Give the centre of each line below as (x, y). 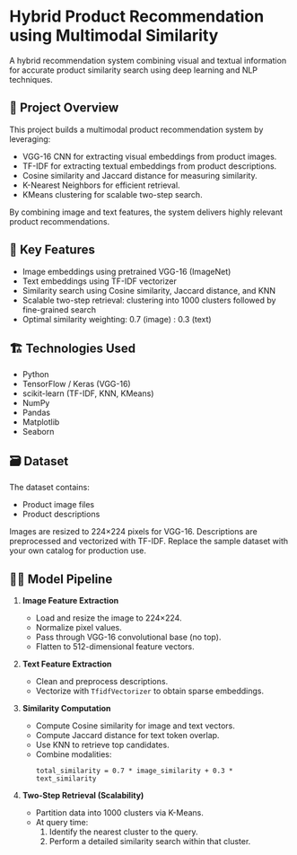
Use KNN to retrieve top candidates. (102, 745)
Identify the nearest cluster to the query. (124, 832)
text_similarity (66, 779)
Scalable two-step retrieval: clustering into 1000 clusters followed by (149, 300)
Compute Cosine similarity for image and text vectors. (135, 726)
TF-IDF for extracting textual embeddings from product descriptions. (149, 166)
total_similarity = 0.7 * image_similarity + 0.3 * (134, 771)
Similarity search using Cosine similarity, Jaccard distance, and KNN (149, 290)
